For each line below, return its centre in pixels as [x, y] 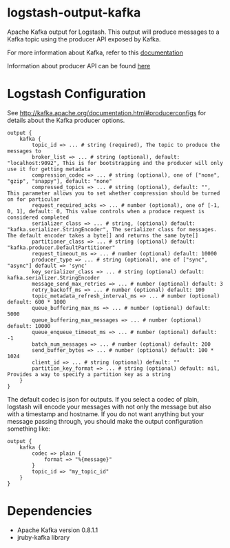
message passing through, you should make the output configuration [105, 421]
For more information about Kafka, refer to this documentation [95, 52]
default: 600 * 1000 [37, 302]
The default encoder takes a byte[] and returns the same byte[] [103, 235]
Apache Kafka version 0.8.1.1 [57, 530]
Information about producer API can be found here [79, 66]
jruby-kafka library [43, 537]
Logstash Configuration [76, 94]
